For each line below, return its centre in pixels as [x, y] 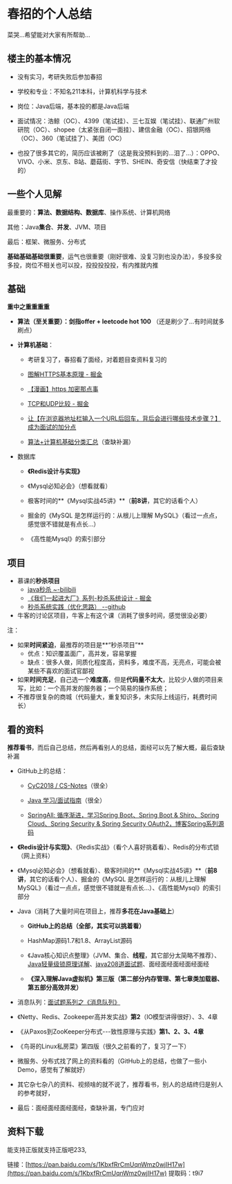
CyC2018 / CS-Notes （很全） [69, 786]
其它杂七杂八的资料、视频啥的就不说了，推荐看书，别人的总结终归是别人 [120, 1084]
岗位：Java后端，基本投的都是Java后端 [73, 106]
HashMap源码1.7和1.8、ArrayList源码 [80, 940]
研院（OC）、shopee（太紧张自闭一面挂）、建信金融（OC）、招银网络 [114, 130]
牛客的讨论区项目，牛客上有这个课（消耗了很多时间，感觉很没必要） [114, 616]
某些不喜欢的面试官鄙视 [61, 671]
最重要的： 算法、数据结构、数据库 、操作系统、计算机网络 [89, 212]
